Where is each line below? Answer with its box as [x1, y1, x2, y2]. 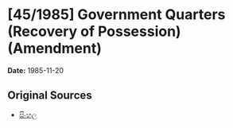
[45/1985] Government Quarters [7, 6, 226, 24]
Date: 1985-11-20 [7, 65, 64, 75]
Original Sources [7, 89, 92, 103]
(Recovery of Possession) [7, 22, 181, 41]
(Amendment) [7, 40, 103, 57]
